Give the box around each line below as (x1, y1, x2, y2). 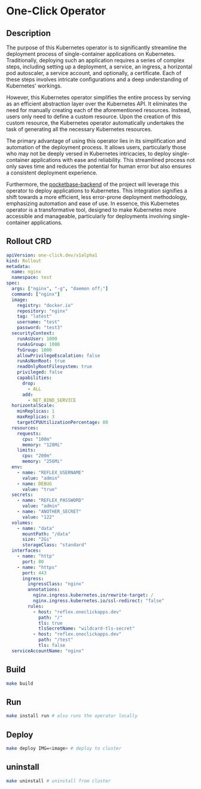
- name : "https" (17, 564, 58, 570)
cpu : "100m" (22, 436, 52, 442)
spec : (6, 280, 20, 286)
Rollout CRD (6, 236, 52, 246)
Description (6, 28, 51, 38)
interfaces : (11, 547, 42, 554)
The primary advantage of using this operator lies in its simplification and (6, 137, 187, 144)
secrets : (11, 492, 33, 498)
